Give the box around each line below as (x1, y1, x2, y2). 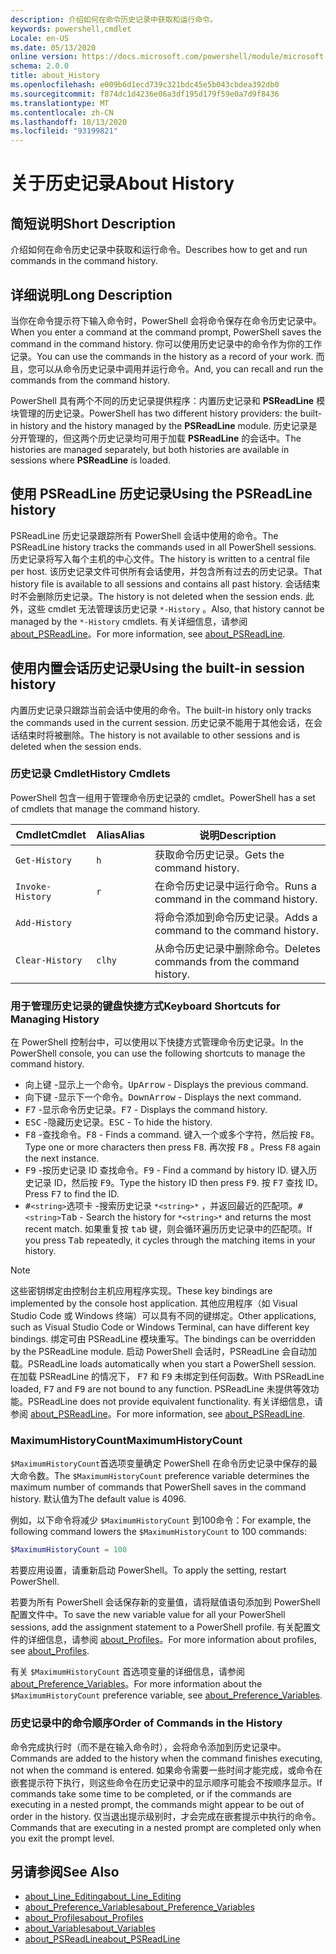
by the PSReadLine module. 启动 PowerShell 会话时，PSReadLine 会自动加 (10, 1346, 318, 1358)
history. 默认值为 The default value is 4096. (10, 1493, 187, 1505)
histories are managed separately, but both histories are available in (10, 443, 290, 455)
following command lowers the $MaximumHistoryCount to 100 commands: (10, 1526, 307, 1538)
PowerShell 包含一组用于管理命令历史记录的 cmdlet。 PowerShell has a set (10, 791, 316, 803)
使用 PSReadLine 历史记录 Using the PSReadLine (10, 486, 313, 503)
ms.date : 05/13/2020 (10, 42, 97, 53)
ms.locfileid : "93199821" (10, 126, 118, 136)
